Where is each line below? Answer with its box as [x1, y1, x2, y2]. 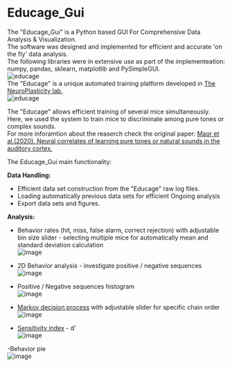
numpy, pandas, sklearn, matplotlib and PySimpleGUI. [7, 64, 161, 73]
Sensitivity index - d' [17, 323, 76, 332]
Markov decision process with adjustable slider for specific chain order [17, 303, 220, 311]
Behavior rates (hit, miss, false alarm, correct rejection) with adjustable [17, 226, 220, 234]
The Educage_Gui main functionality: [7, 157, 112, 165]
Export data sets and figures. [17, 199, 100, 207]
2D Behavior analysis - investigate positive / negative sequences [17, 261, 202, 269]
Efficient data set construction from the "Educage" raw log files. [17, 184, 200, 193]
